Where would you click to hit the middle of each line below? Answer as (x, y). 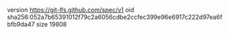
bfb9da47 (21, 24)
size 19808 (52, 24)
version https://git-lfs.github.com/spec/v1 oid (71, 10)
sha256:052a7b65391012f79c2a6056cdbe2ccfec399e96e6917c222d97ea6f (115, 17)
